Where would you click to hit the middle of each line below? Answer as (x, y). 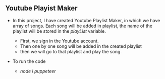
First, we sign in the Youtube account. (59, 41)
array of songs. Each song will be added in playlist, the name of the (82, 26)
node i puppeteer (38, 71)
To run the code (29, 61)
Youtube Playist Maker (41, 8)
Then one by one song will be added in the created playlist (81, 46)
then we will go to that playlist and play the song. (71, 51)
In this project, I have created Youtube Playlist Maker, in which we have (86, 20)
